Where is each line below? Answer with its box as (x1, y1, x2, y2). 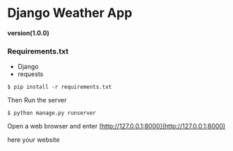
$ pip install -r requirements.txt (7, 83, 112, 91)
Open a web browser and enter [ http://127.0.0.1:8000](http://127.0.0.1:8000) (7, 122, 226, 131)
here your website (7, 135, 60, 144)
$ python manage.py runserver (7, 109, 97, 117)
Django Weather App (7, 5, 133, 21)
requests (17, 70, 44, 78)
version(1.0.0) (7, 28, 49, 37)
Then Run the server (7, 96, 67, 104)
